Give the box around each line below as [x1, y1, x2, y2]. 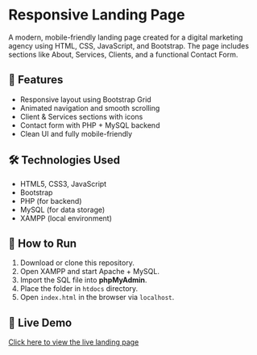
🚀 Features [8, 73, 64, 87]
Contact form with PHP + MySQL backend [19, 120, 160, 130]
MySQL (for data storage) [19, 205, 106, 214]
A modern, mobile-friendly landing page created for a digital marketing [8, 32, 243, 42]
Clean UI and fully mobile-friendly [19, 129, 133, 138]
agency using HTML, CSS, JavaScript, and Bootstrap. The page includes [8, 40, 250, 50]
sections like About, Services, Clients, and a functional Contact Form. [8, 49, 238, 59]
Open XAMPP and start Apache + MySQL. [19, 267, 160, 277]
